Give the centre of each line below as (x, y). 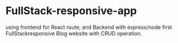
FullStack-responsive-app (71, 11)
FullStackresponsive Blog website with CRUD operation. (74, 33)
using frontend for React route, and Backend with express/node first (89, 27)
